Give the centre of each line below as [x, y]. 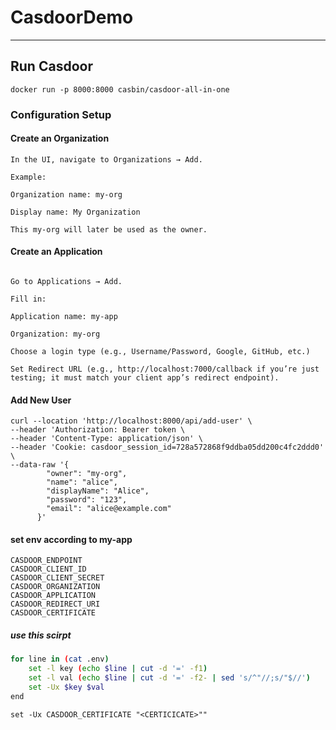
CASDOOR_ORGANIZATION [55, 587]
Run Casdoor [51, 66]
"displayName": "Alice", [98, 491]
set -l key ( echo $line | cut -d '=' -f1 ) [118, 669]
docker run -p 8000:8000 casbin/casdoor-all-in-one [120, 89]
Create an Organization [60, 138]
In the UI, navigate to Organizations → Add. [106, 159]
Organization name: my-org [66, 194]
